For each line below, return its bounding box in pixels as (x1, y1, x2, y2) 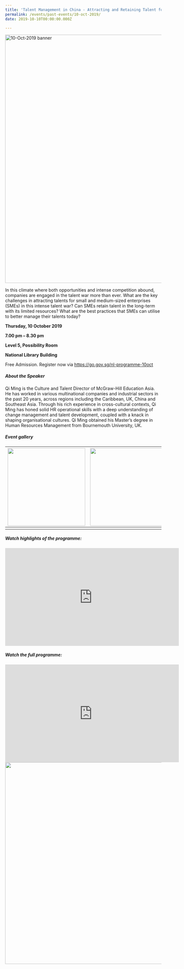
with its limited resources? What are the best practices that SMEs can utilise (5, 308, 160, 314)
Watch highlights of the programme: (5, 535, 82, 541)
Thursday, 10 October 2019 (5, 323, 62, 329)
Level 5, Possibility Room (5, 342, 58, 348)
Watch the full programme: (5, 652, 62, 658)
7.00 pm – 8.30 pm (5, 333, 44, 339)
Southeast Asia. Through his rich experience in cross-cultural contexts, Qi (5, 401, 156, 407)
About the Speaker (5, 373, 45, 379)
